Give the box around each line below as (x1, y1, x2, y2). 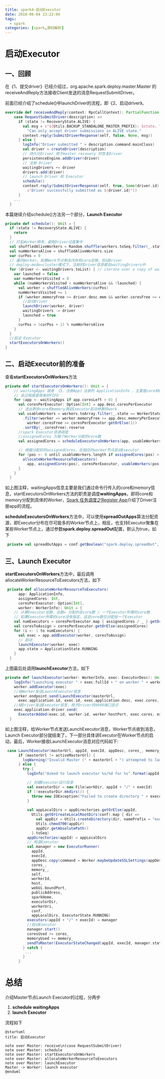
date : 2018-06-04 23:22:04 (5, 12, 60, 17)
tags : (5, 16, 16, 21)
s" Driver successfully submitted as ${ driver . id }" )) (27, 188, 137, 193)
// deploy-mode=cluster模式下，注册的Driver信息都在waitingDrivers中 (9, 262, 146, 267)
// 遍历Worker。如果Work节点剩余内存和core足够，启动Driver (9, 258, 123, 263)
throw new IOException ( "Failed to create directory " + (31, 794, 148, 799)
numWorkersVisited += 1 (18, 290, 67, 295)
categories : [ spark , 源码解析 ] (5, 26, 64, 31)
